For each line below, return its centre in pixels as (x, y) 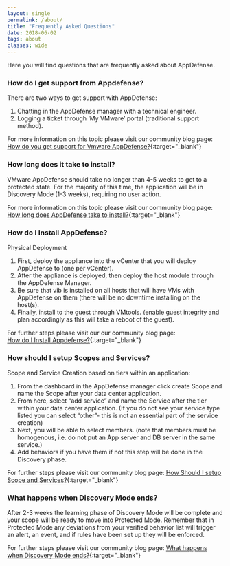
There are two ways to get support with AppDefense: (82, 98)
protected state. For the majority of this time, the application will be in (105, 187)
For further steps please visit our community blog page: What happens (107, 548)
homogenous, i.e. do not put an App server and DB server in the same (116, 437)
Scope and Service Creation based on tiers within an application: (99, 373)
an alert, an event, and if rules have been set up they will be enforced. (106, 535)
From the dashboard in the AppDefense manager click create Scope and (119, 386)
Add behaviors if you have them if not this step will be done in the (110, 452)
